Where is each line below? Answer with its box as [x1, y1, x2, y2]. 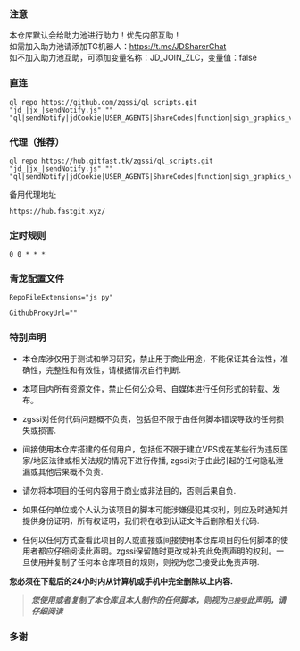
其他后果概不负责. [37, 466, 104, 477]
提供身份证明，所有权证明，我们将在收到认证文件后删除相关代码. [21, 515, 260, 526]
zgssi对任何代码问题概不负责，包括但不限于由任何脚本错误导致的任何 [21, 413, 277, 424]
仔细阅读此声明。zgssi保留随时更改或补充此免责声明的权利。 [53, 545, 277, 556]
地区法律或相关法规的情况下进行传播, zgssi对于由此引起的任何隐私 [32, 454, 277, 466]
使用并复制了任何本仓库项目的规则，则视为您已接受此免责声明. [29, 556, 260, 567]
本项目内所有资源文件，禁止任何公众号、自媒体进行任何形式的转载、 [21, 383, 273, 394]
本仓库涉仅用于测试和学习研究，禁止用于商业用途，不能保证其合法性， [21, 353, 281, 364]
